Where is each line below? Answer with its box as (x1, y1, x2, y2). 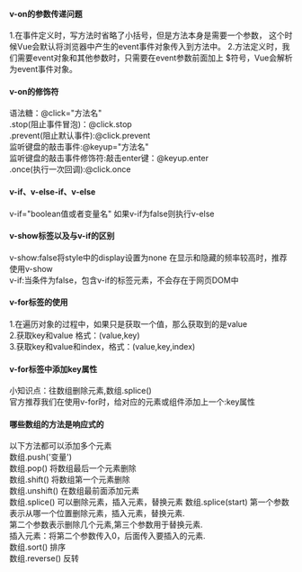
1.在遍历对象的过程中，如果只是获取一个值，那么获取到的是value (9, 319, 248, 330)
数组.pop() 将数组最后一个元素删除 (9, 463, 137, 474)
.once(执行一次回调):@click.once (9, 164, 131, 175)
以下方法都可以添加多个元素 (9, 440, 112, 451)
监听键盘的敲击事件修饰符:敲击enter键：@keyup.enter (9, 153, 209, 164)
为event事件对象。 (9, 64, 78, 75)
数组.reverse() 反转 (9, 553, 79, 564)
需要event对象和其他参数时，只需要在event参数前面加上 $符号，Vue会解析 (16, 52, 294, 63)
